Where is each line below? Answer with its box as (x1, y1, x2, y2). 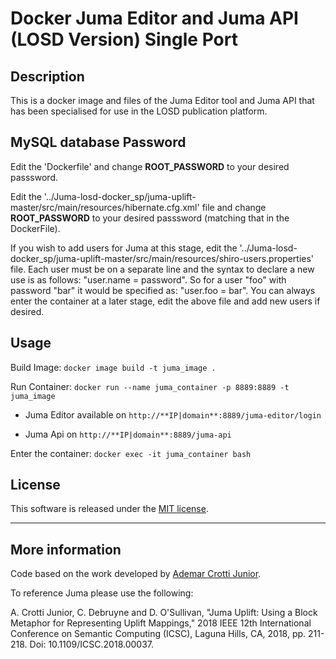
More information (10, 541, 122, 558)
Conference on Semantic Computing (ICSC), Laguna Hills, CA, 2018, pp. (10, 628, 307, 640)
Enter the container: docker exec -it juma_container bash (10, 447, 252, 459)
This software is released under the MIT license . (10, 503, 209, 515)
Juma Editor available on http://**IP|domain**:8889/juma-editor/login (24, 408, 322, 421)
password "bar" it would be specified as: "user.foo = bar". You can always (10, 284, 316, 296)
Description (10, 68, 85, 85)
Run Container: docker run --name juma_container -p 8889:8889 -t (10, 380, 290, 392)
